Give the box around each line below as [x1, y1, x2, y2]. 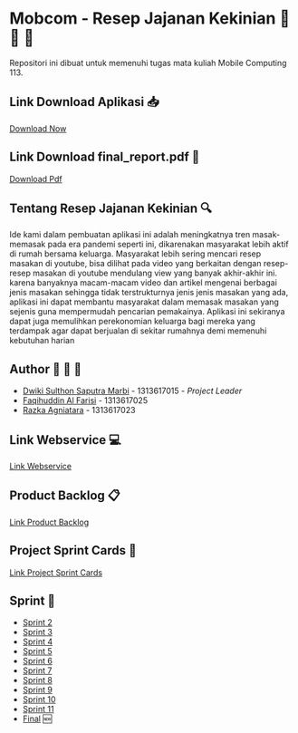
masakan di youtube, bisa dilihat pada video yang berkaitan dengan [9, 258, 262, 269]
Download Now [9, 122, 67, 134]
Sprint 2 [22, 617, 53, 628]
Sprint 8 [22, 675, 53, 686]
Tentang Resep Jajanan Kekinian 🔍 [9, 200, 213, 216]
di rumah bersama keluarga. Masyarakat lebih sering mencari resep [9, 248, 262, 259]
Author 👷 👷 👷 [9, 362, 82, 377]
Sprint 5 [22, 646, 53, 657]
